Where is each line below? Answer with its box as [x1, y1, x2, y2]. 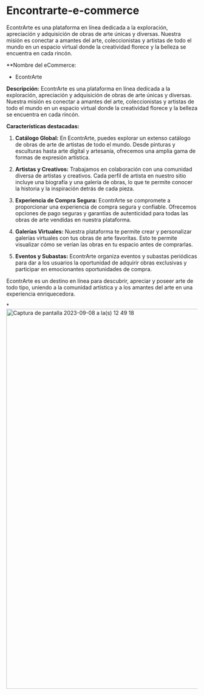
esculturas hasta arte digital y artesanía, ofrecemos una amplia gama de [15, 147, 196, 154]
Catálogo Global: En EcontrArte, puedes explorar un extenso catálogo [15, 134, 191, 142]
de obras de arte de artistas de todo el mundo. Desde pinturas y [15, 140, 176, 148]
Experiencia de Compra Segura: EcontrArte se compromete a [15, 196, 171, 204]
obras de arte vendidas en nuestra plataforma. [15, 216, 132, 223]
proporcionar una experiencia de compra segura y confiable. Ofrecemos [15, 203, 197, 210]
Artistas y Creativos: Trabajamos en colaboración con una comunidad [15, 165, 192, 173]
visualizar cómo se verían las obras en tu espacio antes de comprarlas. [15, 241, 193, 248]
